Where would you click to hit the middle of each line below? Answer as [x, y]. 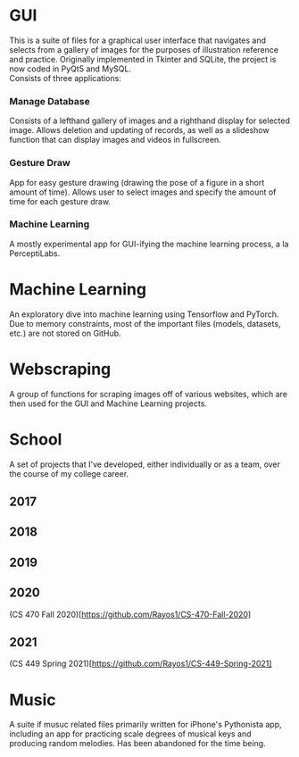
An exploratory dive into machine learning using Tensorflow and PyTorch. [144, 314]
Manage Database [50, 101]
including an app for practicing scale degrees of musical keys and [130, 734]
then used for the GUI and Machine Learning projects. [108, 403]
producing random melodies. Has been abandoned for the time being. [137, 744]
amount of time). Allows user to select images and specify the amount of [143, 192]
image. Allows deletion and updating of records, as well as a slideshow [139, 130]
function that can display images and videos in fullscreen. [115, 140]
